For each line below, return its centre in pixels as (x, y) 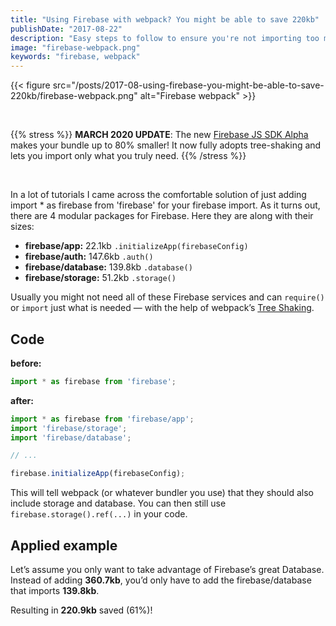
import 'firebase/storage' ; (69, 428)
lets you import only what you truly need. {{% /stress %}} (128, 156)
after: (22, 400)
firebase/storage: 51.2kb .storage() (100, 278)
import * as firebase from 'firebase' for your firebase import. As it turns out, (165, 205)
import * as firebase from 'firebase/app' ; (102, 419)
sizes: (22, 227)
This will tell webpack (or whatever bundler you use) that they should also (162, 493)
